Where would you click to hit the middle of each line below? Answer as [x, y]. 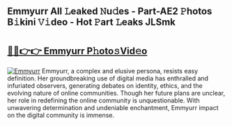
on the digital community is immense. [61, 115]
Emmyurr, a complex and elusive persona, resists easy [120, 71]
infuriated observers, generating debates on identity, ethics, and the [105, 85]
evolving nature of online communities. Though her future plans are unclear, [116, 93]
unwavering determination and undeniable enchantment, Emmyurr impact [113, 108]
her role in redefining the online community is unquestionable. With [103, 100]
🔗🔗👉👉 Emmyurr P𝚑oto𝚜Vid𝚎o [77, 51]
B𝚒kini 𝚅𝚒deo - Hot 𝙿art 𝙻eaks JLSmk [92, 22]
